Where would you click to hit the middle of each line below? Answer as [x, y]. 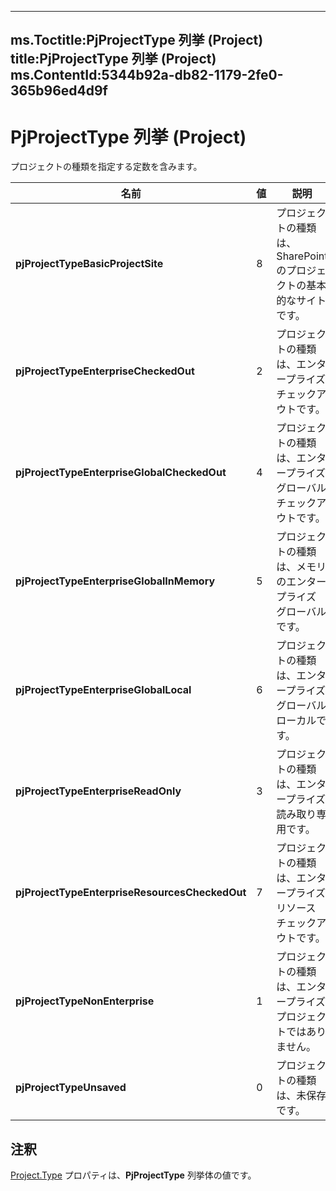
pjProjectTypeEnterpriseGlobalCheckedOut [121, 473]
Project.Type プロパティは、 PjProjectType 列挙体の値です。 [133, 1175]
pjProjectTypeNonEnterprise [85, 1001]
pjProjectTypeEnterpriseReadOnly [98, 791]
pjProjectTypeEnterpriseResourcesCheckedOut [131, 893]
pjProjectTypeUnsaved [71, 1088]
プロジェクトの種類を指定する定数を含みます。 [106, 167]
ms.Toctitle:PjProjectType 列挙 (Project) [137, 40]
